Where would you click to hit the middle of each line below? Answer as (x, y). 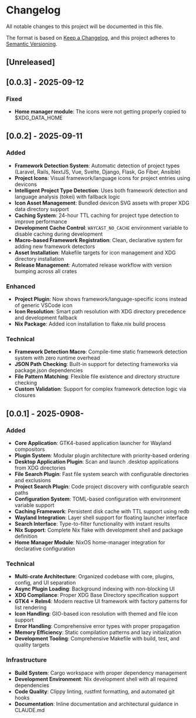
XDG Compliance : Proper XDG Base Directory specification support (97, 595)
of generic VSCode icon (44, 305)
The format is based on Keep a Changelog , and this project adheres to (91, 37)
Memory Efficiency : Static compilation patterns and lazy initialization (98, 633)
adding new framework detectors (55, 246)
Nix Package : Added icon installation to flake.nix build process (90, 324)
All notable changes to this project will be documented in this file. (85, 26)
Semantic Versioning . (32, 44)
